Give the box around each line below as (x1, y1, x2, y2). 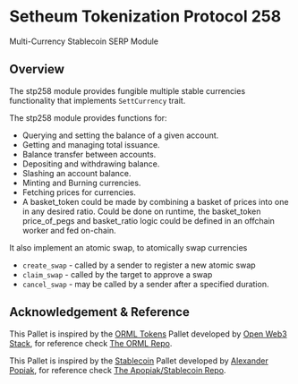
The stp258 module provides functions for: (9, 112, 167, 123)
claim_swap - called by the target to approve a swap (21, 269, 213, 279)
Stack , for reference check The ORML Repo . (9, 337, 173, 348)
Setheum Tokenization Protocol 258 (9, 6, 282, 27)
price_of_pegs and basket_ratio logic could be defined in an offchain (21, 215, 276, 226)
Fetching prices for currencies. (21, 186, 137, 198)
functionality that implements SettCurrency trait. (9, 95, 186, 106)
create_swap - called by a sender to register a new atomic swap (21, 260, 257, 270)
